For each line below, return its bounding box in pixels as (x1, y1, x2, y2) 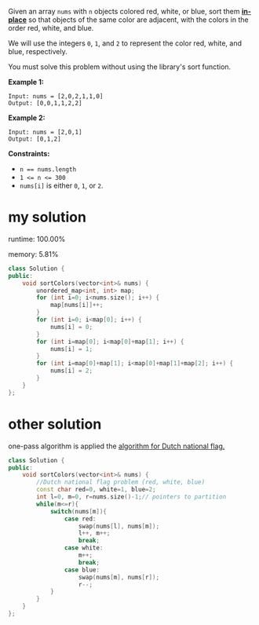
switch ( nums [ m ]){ (49, 507, 108, 515)
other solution (8, 415, 102, 433)
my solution (8, 208, 86, 226)
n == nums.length (19, 166, 77, 174)
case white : (64, 544, 104, 552)
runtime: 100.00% (8, 234, 66, 243)
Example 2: (8, 113, 46, 122)
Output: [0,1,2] (8, 135, 61, 143)
